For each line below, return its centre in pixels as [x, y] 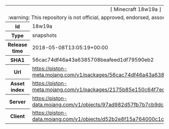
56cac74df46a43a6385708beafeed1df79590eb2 [93, 60]
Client [17, 116]
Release [18, 45]
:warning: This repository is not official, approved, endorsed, [79, 17]
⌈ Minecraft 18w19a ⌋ [136, 9]
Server [18, 101]
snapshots [44, 35]
